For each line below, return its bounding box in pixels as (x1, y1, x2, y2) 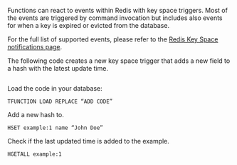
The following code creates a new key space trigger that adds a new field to (7, 56, 231, 65)
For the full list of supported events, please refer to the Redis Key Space (7, 35, 218, 44)
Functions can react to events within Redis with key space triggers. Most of (7, 6, 228, 14)
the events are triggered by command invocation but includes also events (7, 14, 223, 22)
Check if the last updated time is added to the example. (7, 137, 169, 145)
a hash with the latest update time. (7, 64, 109, 72)
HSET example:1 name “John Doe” (7, 124, 103, 131)
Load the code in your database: (7, 84, 103, 92)
